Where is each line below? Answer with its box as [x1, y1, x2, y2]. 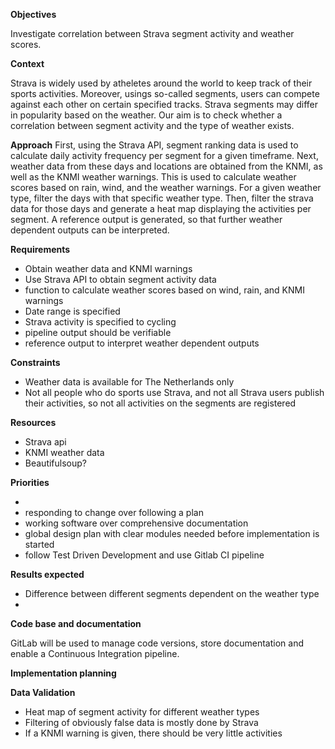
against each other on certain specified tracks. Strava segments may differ [10, 99, 318, 110]
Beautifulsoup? [24, 457, 88, 469]
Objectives [10, 9, 57, 20]
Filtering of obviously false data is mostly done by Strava [24, 717, 259, 728]
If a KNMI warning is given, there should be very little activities [24, 727, 283, 739]
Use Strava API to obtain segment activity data [24, 274, 217, 285]
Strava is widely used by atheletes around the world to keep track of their [10, 77, 313, 89]
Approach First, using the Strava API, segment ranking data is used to [10, 139, 299, 151]
